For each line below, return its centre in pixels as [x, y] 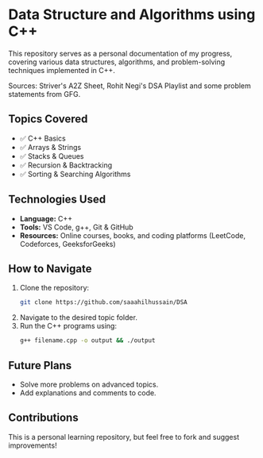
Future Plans [40, 366]
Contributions [43, 418]
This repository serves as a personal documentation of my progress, [120, 53]
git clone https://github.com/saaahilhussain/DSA [104, 302]
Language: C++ [46, 218]
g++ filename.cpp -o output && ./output [87, 341]
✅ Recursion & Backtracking [66, 165]
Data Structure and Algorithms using [132, 15]
